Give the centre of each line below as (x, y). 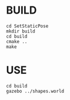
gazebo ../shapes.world (35, 91)
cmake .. (17, 41)
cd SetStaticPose (27, 26)
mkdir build (21, 31)
